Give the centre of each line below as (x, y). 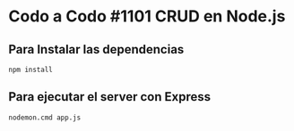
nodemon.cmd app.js (45, 118)
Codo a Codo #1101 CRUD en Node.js (147, 16)
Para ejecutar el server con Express (110, 97)
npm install (30, 70)
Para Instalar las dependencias (96, 49)
